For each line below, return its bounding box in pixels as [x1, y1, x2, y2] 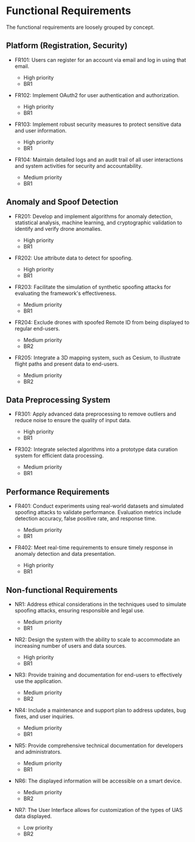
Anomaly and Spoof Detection [6, 197, 119, 207]
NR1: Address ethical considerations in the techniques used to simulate [14, 601, 187, 608]
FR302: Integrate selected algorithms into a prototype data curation [14, 446, 178, 453]
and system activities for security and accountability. [14, 162, 143, 169]
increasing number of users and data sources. [14, 642, 127, 649]
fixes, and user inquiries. [14, 713, 75, 720]
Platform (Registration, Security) [6, 41, 128, 51]
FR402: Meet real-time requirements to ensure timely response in [14, 544, 173, 551]
